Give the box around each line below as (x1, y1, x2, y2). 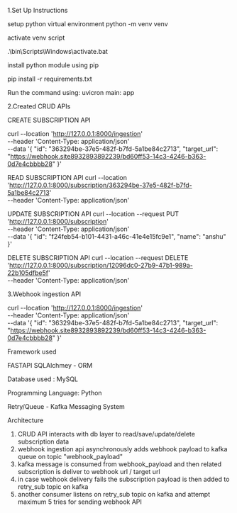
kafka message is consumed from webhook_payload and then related (17, 460, 222, 468)
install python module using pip (7, 61, 99, 69)
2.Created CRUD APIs (7, 102, 71, 111)
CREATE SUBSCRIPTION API (7, 116, 91, 124)
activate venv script (7, 33, 65, 42)
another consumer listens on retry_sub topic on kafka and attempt (17, 490, 211, 498)
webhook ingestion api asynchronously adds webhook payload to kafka (17, 445, 228, 453)
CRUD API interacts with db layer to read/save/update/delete (17, 430, 195, 438)
